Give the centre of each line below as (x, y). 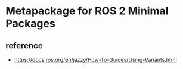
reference (24, 46)
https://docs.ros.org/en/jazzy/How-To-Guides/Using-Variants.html (95, 60)
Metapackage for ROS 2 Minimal (87, 11)
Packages (31, 23)
